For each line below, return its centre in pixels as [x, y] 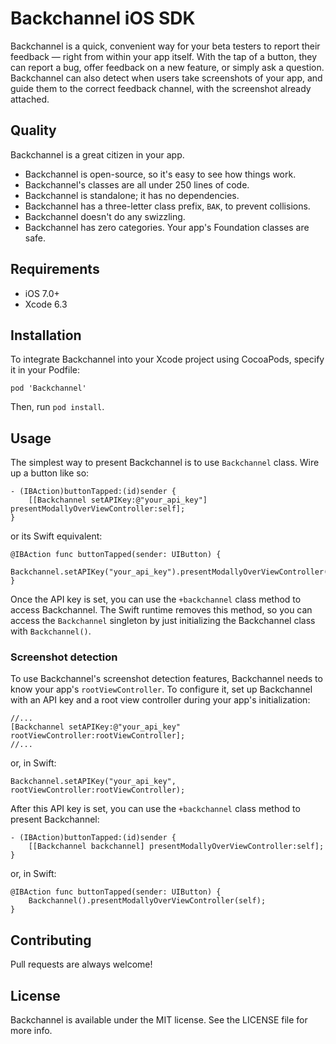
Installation [46, 335]
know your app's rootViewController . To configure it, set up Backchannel [161, 689]
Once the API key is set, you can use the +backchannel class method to [156, 599]
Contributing [51, 940]
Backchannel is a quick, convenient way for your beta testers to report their [165, 46]
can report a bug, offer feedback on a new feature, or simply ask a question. [167, 67]
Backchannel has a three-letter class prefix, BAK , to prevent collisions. [167, 206]
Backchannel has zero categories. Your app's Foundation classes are [167, 227]
